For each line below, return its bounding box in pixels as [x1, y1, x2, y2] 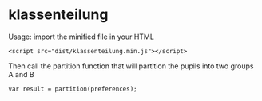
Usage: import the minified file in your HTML [8, 32, 154, 41]
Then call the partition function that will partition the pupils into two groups [8, 61, 254, 71]
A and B [8, 69, 34, 79]
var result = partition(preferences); [8, 85, 137, 93]
